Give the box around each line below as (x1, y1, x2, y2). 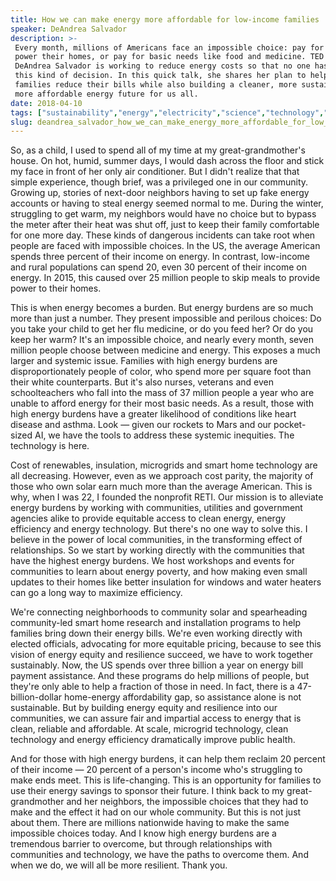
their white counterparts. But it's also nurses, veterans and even (10, 376, 274, 388)
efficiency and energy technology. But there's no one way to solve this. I (10, 523, 308, 535)
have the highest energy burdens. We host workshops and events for (10, 555, 295, 567)
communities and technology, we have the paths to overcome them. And (10, 849, 309, 861)
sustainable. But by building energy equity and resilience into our (10, 702, 278, 714)
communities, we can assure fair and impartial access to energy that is (10, 712, 302, 725)
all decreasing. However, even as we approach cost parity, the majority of (10, 470, 314, 482)
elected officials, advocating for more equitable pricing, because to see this (10, 638, 322, 650)
